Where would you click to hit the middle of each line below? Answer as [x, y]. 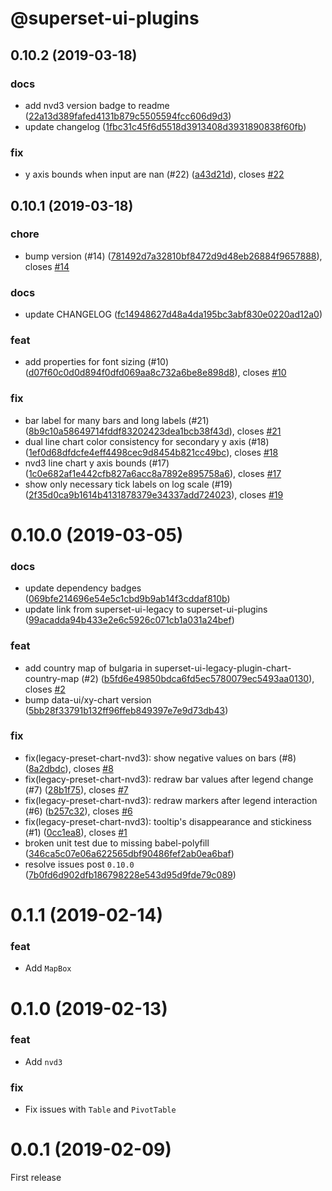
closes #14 [47, 266]
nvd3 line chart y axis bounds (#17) [97, 463]
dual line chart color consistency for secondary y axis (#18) [147, 441]
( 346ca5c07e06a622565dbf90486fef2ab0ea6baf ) [129, 853]
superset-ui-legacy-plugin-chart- [223, 668]
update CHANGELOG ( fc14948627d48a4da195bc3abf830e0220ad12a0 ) [173, 314]
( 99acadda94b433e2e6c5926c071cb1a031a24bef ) [129, 620]
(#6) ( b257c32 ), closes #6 [78, 811]
